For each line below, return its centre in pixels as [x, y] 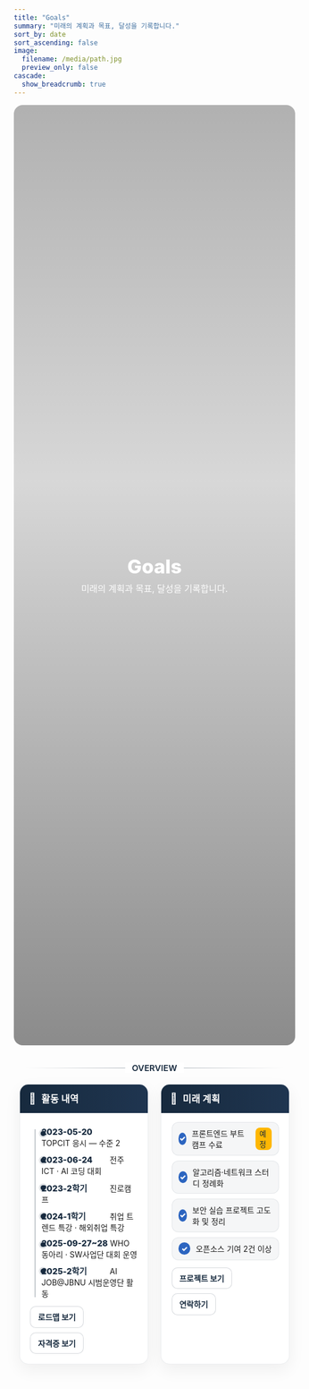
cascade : [30, 76]
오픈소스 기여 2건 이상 [234, 1249]
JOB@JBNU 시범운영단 [83, 1282]
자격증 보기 [57, 1343]
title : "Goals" [42, 17]
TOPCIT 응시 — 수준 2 [81, 1144]
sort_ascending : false [56, 43]
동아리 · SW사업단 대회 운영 [89, 1254]
